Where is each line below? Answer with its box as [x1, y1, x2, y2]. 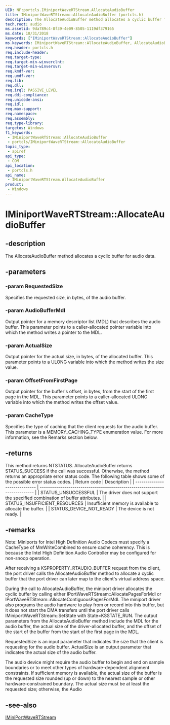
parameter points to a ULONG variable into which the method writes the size [5, 359, 164, 365]
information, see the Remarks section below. [5, 434, 98, 440]
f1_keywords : [5, 130, 33, 135]
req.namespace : [5, 111, 37, 117]
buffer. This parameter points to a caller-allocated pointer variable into [5, 324, 152, 330]
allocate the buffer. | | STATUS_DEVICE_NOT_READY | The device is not [5, 505, 154, 511]
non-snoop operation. [5, 555, 51, 561]
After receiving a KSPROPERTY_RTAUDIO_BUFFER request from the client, [5, 565, 161, 571]
